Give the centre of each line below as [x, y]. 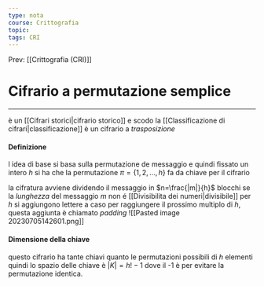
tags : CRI [24, 37]
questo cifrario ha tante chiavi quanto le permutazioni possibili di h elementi [130, 257]
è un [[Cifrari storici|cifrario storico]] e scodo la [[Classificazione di [117, 121]
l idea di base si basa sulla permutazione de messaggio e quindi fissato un [128, 164]
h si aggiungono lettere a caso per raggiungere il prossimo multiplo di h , [125, 204]
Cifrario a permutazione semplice [120, 92]
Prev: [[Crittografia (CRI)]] [50, 60]
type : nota [26, 15]
